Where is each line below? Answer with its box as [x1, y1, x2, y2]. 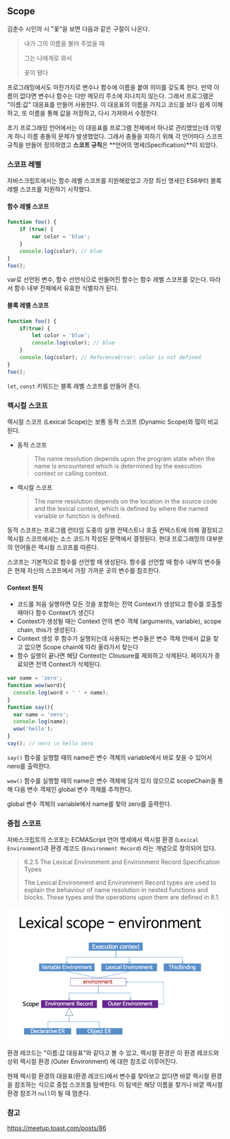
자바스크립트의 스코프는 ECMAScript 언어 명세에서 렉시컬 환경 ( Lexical [7, 836, 199, 844]
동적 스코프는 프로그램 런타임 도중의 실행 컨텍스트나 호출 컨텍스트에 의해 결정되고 [7, 525, 224, 534]
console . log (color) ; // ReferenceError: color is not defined [19, 354, 201, 361]
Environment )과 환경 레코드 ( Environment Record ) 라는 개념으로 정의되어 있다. [7, 844, 216, 852]
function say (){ [7, 704, 54, 710]
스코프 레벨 [7, 160, 42, 169]
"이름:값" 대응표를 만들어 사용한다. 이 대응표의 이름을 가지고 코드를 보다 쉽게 [7, 100, 211, 109]
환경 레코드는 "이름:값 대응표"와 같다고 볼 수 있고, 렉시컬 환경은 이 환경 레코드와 [7, 1048, 220, 1056]
